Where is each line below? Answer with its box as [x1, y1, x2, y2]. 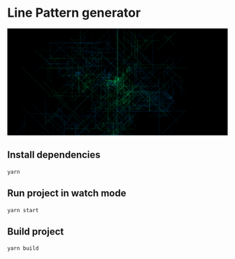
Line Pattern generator [7, 5, 141, 21]
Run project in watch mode [7, 187, 127, 200]
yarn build [7, 245, 39, 252]
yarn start [7, 207, 39, 214]
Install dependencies [7, 149, 101, 161]
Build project [7, 225, 64, 238]
